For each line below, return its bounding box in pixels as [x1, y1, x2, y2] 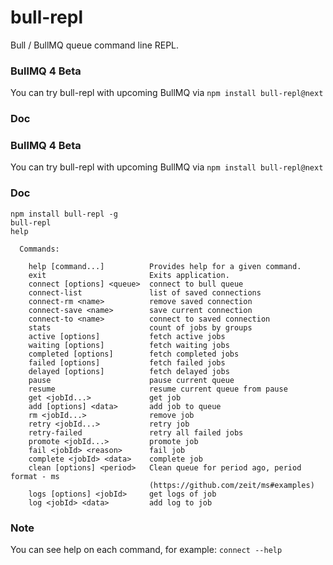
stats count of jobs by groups [28, 322, 253, 333]
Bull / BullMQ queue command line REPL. [10, 39, 180, 51]
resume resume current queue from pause [28, 384, 288, 394]
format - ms [10, 471, 60, 481]
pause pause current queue [28, 375, 235, 385]
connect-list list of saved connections [28, 287, 262, 298]
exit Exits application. [28, 270, 230, 280]
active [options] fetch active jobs [28, 331, 226, 341]
